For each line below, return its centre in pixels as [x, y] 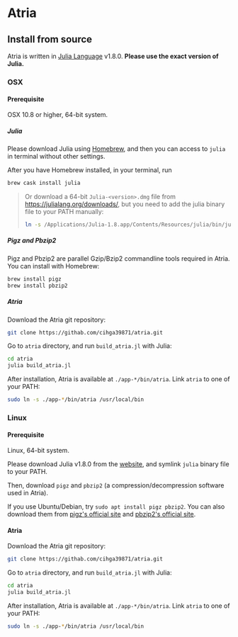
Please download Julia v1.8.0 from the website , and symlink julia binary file [118, 464]
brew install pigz [34, 279]
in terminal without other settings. [56, 157]
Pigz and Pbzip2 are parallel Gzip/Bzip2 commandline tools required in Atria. [119, 258]
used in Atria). [28, 493]
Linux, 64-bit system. [38, 451]
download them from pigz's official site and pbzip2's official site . [102, 514]
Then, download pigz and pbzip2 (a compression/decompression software [116, 485]
